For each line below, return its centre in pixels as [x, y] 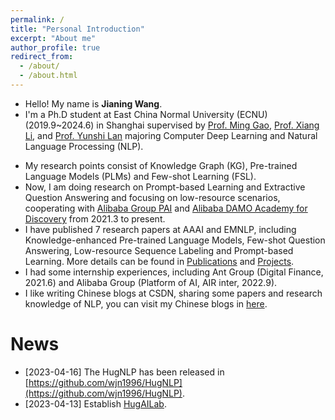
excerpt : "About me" [53, 38]
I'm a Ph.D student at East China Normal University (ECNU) [146, 114]
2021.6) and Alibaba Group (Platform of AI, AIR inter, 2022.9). [151, 282]
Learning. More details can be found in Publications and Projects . [159, 261]
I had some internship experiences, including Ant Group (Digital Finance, [174, 272]
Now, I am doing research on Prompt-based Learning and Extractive [165, 187]
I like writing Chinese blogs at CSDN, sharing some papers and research [173, 293]
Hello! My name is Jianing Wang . [93, 103]
